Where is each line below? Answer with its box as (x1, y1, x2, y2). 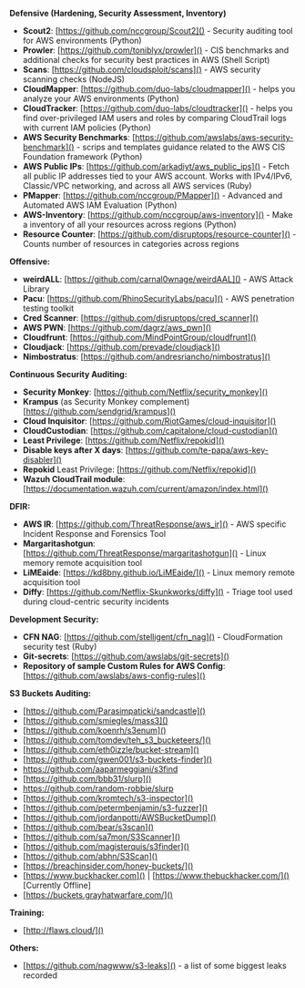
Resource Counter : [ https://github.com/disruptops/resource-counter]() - (22, 229, 297, 240)
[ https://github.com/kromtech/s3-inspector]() (22, 793, 194, 803)
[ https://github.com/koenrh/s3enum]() (22, 725, 167, 736)
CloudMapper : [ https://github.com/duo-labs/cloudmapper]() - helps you (22, 84, 296, 94)
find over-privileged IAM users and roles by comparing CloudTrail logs (22, 113, 287, 123)
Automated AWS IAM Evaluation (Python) (22, 200, 178, 211)
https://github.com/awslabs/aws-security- (135, 132, 294, 142)
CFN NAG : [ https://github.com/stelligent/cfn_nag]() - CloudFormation (22, 632, 284, 642)
